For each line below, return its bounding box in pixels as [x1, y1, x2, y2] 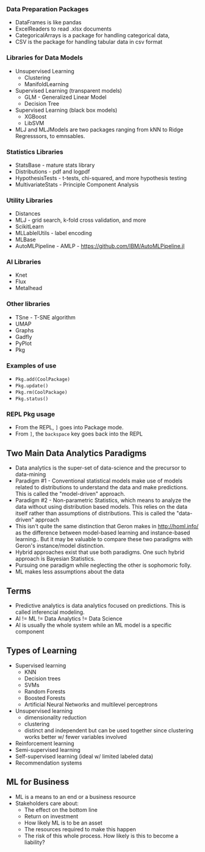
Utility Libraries [6, 196, 53, 205]
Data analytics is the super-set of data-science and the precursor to [15, 464, 187, 472]
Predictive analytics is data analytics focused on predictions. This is [15, 602, 186, 609]
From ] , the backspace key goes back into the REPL [15, 430, 143, 438]
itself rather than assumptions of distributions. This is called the [15, 509, 176, 517]
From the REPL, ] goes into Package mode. [15, 424, 124, 431]
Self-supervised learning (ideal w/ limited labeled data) [15, 752, 154, 760]
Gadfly [15, 333, 32, 340]
